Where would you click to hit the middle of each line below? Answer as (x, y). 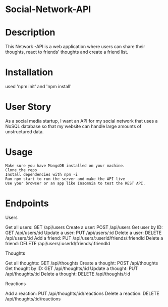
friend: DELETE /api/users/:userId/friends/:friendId (58, 243)
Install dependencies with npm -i (42, 174)
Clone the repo (21, 170)
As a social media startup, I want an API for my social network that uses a (81, 121)
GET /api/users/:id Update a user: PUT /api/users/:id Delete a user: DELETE (83, 233)
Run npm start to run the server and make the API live (65, 179)
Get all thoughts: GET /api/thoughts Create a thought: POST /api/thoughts (82, 263)
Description (30, 33)
